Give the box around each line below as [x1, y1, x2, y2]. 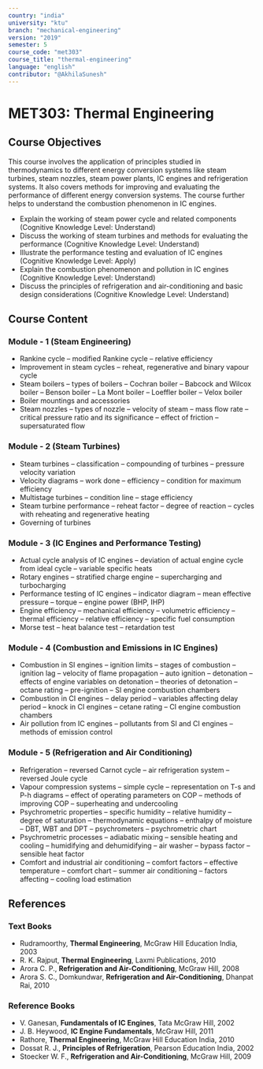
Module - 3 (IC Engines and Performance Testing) [8, 537, 202, 548]
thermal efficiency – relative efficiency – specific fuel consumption [19, 614, 235, 623]
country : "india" [8, 11, 65, 20]
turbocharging [19, 580, 67, 589]
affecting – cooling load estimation [19, 874, 131, 883]
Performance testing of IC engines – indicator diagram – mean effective [19, 589, 252, 598]
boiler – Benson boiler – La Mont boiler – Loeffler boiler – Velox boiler [19, 388, 243, 397]
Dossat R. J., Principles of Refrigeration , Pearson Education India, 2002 [19, 1044, 254, 1053]
